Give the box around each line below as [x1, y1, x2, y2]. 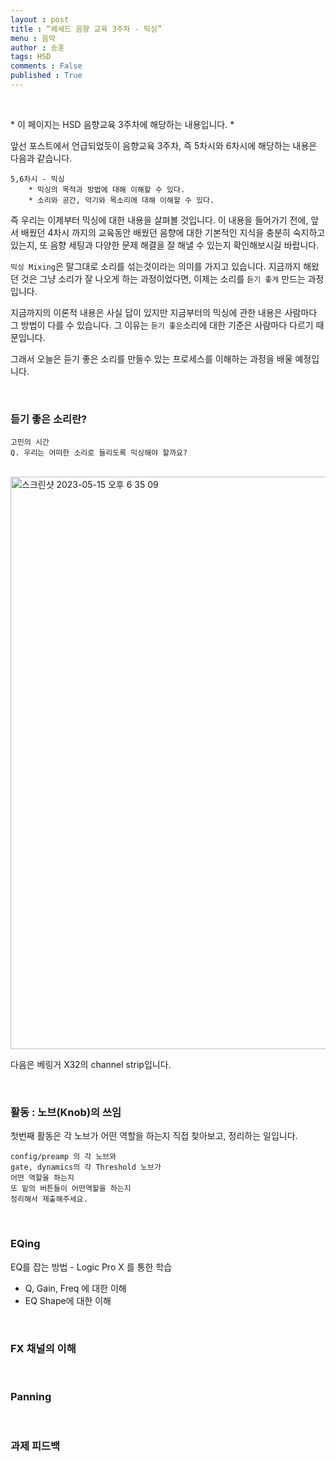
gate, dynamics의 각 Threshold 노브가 [10, 1162, 162, 1173]
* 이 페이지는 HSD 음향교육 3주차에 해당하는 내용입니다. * [10, 118, 235, 130]
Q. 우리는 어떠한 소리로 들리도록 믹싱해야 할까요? [10, 448, 188, 458]
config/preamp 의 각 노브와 [10, 1152, 117, 1162]
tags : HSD [10, 52, 52, 62]
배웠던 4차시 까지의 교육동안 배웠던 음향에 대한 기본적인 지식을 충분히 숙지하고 [20, 226, 326, 238]
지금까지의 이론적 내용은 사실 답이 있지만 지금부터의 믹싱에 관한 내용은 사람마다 [10, 306, 318, 318]
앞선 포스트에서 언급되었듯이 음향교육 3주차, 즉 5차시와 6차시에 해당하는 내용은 [10, 139, 318, 151]
